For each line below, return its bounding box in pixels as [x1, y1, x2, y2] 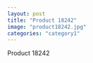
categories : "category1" [7, 29, 80, 37]
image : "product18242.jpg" [7, 23, 87, 30]
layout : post [7, 10, 46, 17]
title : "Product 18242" [7, 17, 77, 24]
